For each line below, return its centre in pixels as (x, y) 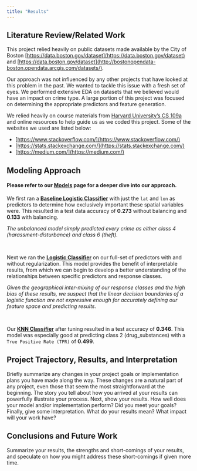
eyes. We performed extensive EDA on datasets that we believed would (93, 92)
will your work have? (31, 418)
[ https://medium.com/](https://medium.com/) (70, 152)
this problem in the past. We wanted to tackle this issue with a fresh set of (96, 86)
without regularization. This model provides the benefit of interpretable (92, 264)
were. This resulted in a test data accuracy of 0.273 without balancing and (97, 211)
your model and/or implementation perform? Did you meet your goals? (92, 405)
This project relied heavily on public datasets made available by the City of (97, 49)
